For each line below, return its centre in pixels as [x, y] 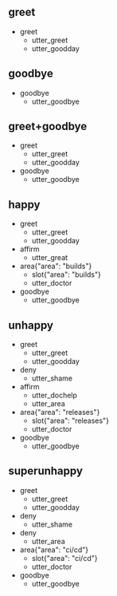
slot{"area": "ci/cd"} [64, 558]
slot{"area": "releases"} [70, 420]
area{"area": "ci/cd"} [54, 550]
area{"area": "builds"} [56, 266]
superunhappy [46, 471]
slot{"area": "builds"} [66, 274]
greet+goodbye [48, 126]
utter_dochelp [55, 395]
